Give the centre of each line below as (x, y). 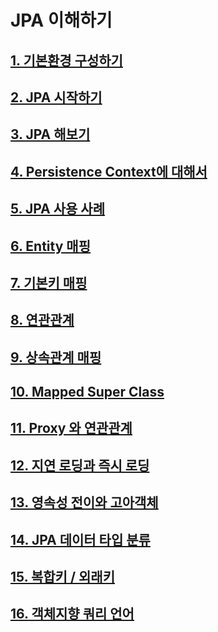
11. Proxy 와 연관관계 (71, 428)
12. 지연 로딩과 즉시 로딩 (80, 465)
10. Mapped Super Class (87, 392)
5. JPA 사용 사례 (57, 209)
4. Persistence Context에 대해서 (109, 171)
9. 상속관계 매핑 (56, 357)
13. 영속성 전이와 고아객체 (84, 502)
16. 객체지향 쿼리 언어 (72, 614)
